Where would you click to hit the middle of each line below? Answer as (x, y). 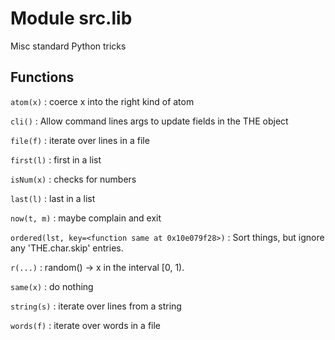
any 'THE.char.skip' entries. (67, 248)
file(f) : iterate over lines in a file (80, 140)
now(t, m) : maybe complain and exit (86, 218)
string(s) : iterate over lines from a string (96, 306)
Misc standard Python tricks (68, 46)
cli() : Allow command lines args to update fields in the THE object (149, 121)
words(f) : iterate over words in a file (86, 325)
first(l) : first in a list (56, 159)
